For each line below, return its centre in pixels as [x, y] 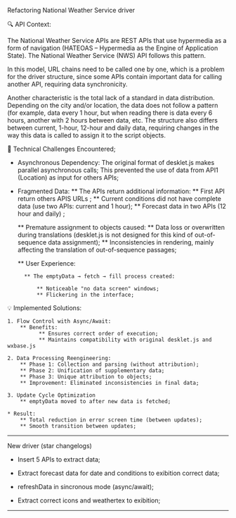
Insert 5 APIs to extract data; [59, 460]
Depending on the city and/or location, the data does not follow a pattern [113, 105]
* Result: [22, 414]
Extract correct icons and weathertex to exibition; [89, 500]
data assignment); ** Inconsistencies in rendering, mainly [131, 242]
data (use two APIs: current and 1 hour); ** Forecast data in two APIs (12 [122, 206]
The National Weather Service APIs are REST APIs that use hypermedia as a [117, 41]
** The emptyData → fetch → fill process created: [100, 276]
